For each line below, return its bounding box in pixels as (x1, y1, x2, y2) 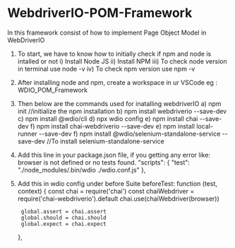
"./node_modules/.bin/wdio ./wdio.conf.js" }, (17, 165, 146, 174)
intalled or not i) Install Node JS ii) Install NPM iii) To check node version (17, 57, 227, 65)
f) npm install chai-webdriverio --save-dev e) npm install (30, 122, 195, 130)
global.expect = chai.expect (20, 220, 107, 228)
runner (17, 129, 37, 138)
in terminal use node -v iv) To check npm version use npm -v (17, 64, 195, 73)
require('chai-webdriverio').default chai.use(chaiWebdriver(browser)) (17, 194, 220, 203)
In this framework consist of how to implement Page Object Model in (7, 28, 207, 37)
